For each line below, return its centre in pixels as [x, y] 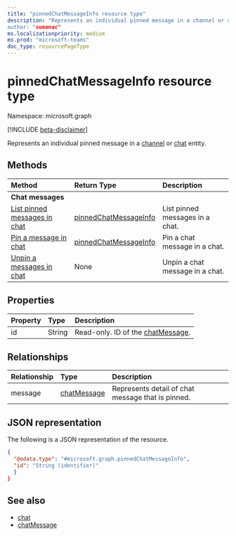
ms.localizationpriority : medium [56, 33]
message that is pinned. [151, 397]
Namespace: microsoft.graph [50, 116]
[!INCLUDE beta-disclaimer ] [47, 129]
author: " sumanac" [34, 27]
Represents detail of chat [153, 389]
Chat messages [38, 197]
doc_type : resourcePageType [48, 46]
